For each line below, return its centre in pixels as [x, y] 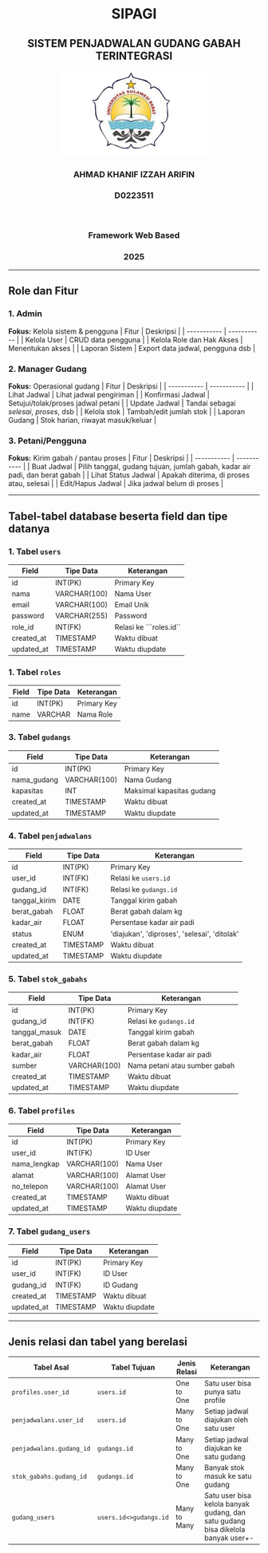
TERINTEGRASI [134, 55]
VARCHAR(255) [82, 616]
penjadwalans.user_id [47, 1421]
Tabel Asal [51, 1367]
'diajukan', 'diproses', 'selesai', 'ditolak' [175, 934]
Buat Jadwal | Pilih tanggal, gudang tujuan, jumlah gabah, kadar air [141, 467]
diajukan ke [223, 1448]
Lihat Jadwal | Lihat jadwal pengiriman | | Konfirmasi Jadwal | [109, 395]
